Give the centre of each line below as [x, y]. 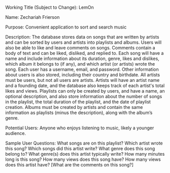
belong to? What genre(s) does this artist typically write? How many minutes [85, 154]
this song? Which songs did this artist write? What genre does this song [80, 149]
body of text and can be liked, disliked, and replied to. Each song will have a [84, 53]
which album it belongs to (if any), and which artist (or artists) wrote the [80, 64]
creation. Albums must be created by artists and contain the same [74, 107]
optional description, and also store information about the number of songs [84, 96]
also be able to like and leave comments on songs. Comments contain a [80, 48]
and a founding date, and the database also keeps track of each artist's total [85, 85]
